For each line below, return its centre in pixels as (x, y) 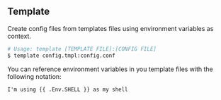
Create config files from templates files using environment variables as (110, 28)
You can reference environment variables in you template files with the (110, 69)
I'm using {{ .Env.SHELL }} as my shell (68, 89)
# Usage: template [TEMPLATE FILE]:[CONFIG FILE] (82, 49)
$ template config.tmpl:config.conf (61, 56)
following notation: (34, 76)
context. (19, 36)
